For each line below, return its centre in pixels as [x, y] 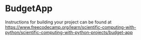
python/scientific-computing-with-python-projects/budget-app [69, 32]
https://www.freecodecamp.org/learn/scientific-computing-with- [70, 27]
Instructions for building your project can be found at [58, 22]
